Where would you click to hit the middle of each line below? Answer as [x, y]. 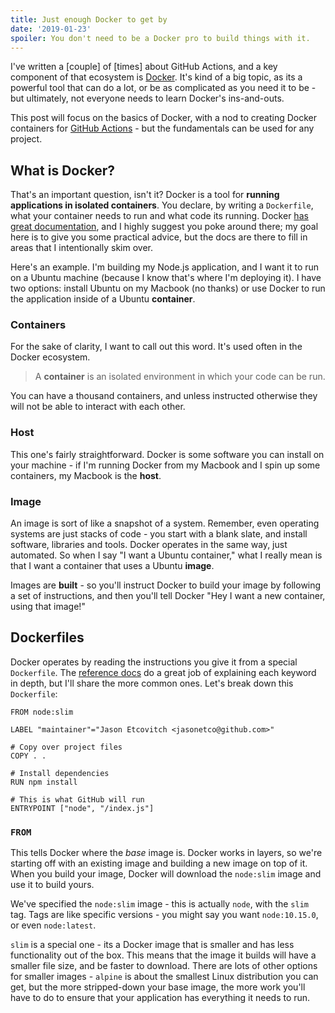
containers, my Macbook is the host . [86, 475]
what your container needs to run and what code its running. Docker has [159, 216]
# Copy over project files [66, 747]
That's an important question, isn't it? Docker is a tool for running [145, 195]
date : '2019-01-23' [51, 29]
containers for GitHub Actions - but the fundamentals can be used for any [162, 128]
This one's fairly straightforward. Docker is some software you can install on [167, 454]
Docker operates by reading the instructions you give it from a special [154, 662]
